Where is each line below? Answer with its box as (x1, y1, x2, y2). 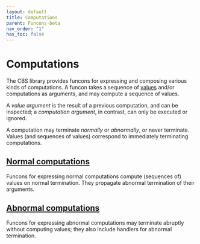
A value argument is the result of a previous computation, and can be (6, 102, 179, 109)
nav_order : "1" (6, 25, 45, 32)
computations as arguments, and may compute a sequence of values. (6, 90, 180, 97)
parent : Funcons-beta (6, 20, 61, 26)
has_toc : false (6, 31, 45, 37)
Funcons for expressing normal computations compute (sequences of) (6, 173, 182, 180)
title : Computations (6, 14, 58, 21)
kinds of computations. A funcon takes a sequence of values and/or (6, 84, 175, 91)
